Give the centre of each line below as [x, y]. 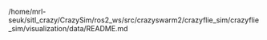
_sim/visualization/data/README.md [68, 28]
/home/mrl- [27, 12]
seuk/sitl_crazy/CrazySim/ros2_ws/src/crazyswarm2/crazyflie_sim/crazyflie [133, 20]
